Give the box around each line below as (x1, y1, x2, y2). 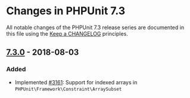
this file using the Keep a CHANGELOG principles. (6, 30, 128, 37)
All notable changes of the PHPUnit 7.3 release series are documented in (6, 24, 185, 31)
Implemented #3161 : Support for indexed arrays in (14, 78, 138, 86)
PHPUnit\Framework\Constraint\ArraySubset (14, 86, 122, 92)
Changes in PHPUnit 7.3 (6, 4, 126, 18)
